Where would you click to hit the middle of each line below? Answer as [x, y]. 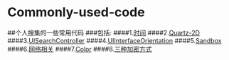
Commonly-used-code [76, 12]
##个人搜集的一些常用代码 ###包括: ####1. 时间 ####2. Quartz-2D [104, 32]
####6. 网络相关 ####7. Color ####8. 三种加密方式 [80, 49]
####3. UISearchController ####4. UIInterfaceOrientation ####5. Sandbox [114, 40]
